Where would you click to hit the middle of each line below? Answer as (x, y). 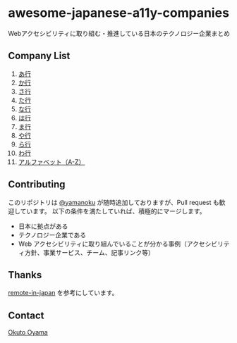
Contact (26, 315)
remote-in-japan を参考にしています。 (63, 293)
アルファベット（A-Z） (51, 162)
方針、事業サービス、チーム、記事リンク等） (89, 252)
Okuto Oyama (28, 332)
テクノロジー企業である (52, 235)
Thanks (25, 275)
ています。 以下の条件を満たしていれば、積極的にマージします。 (113, 211)
